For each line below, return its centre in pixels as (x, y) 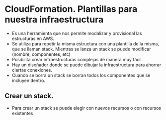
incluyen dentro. (29, 80)
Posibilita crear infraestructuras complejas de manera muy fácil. (77, 59)
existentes (22, 113)
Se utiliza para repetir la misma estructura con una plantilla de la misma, (85, 43)
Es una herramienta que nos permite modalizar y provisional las (77, 33)
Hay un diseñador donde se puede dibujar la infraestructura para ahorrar (86, 65)
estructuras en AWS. (33, 39)
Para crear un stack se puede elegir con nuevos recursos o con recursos (86, 108)
